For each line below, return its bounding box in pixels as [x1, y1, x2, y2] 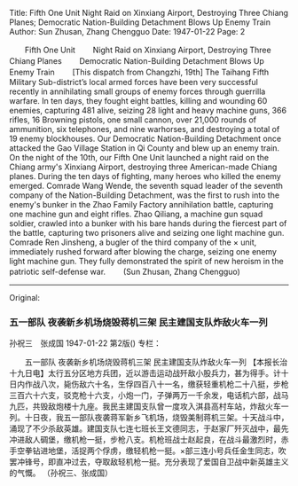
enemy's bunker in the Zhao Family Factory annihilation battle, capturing [9, 200, 273, 209]
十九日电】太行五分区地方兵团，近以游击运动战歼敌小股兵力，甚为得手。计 [9, 368, 281, 379]
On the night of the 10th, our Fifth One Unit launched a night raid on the [9, 153, 269, 162]
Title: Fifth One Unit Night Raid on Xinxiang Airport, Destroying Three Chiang [9, 8, 289, 18]
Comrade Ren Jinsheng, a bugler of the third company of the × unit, [9, 237, 257, 247]
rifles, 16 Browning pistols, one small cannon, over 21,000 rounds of [9, 114, 257, 125]
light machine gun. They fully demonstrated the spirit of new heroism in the [9, 256, 284, 266]
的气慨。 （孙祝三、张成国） [9, 467, 113, 478]
